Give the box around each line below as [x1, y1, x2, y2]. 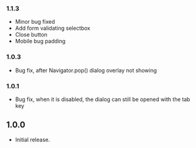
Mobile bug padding [15, 38, 66, 45]
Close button [15, 31, 47, 38]
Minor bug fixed [15, 18, 55, 26]
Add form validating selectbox [15, 24, 91, 32]
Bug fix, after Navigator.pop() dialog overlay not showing [15, 66, 157, 74]
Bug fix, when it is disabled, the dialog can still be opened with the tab [15, 96, 191, 103]
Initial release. [15, 136, 50, 143]
